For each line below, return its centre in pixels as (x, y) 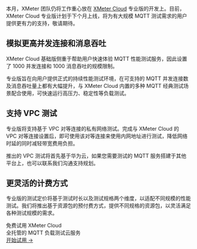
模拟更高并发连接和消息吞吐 (56, 44)
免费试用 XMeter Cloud (34, 226)
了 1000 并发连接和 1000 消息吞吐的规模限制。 (62, 66)
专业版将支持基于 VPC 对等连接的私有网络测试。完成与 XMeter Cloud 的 (93, 128)
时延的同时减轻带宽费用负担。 (42, 143)
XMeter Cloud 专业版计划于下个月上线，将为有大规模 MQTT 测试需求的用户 (97, 16)
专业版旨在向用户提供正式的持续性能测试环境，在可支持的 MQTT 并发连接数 (97, 79)
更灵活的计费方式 (37, 183)
